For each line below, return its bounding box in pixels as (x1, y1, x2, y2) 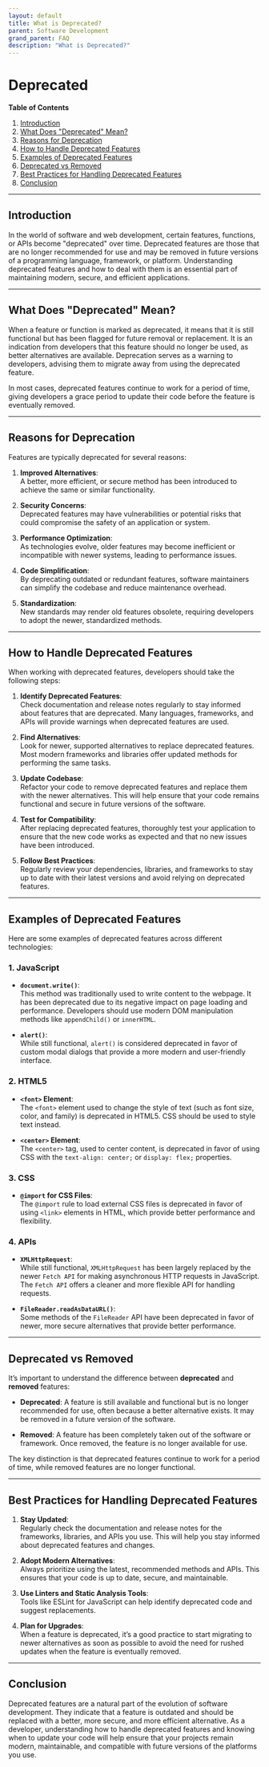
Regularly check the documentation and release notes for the (19, 1523, 223, 1533)
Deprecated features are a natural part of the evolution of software (8, 1699, 228, 1708)
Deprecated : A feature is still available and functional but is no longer (19, 1398, 249, 1407)
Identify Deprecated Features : (19, 691, 122, 701)
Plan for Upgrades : (19, 1621, 84, 1631)
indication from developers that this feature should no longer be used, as (8, 342, 249, 352)
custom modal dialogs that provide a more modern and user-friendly (19, 1047, 246, 1057)
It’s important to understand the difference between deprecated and (8, 1374, 235, 1383)
